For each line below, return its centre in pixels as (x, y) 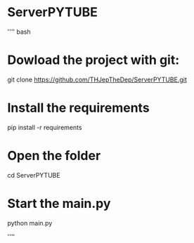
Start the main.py (59, 203)
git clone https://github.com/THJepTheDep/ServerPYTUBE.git (97, 79)
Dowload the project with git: (93, 60)
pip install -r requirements (45, 127)
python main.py (30, 223)
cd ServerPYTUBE (34, 175)
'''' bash (19, 32)
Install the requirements (78, 108)
